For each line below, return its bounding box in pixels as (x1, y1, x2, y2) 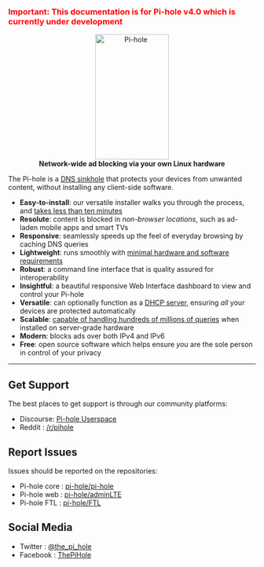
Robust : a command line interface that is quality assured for (19, 265, 214, 274)
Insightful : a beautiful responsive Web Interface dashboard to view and (19, 281, 251, 291)
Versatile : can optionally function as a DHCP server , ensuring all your (19, 298, 245, 308)
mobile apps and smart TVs (38, 223, 129, 232)
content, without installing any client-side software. (8, 183, 174, 192)
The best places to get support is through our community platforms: (8, 399, 228, 408)
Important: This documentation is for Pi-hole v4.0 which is (8, 6, 236, 17)
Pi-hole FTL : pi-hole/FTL (19, 498, 101, 507)
